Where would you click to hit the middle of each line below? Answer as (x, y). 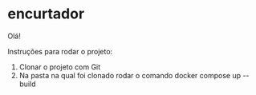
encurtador (46, 14)
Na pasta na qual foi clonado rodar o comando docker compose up (130, 75)
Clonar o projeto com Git (60, 67)
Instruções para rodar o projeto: (60, 51)
